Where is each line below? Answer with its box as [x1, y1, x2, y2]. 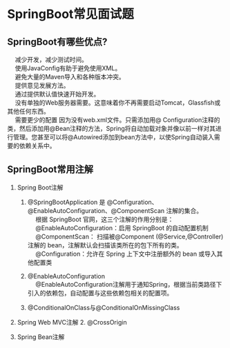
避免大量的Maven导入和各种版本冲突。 [15, 73, 126, 81]
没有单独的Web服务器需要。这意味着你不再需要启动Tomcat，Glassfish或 [15, 99, 221, 107]
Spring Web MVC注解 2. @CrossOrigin [17, 318, 127, 326]
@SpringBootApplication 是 [27, 198, 106, 206]
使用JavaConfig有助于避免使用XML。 [15, 64, 122, 72]
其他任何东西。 [7, 108, 50, 115]
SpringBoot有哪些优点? [7, 36, 108, 48]
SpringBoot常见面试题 [7, 6, 135, 22]
